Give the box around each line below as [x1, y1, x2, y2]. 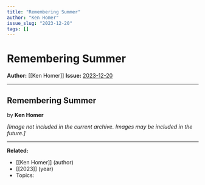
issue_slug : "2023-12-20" [7, 20, 72, 26]
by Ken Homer [7, 112, 44, 118]
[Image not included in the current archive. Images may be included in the [7, 123, 193, 130]
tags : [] [7, 25, 29, 32]
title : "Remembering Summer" [7, 8, 81, 15]
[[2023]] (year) [15, 165, 54, 172]
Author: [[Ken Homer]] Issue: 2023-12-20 [7, 72, 113, 79]
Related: [7, 147, 29, 154]
